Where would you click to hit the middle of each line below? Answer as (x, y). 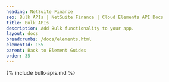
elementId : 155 (25, 45)
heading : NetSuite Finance (40, 12)
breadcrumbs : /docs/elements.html (49, 39)
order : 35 (18, 56)
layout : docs (22, 34)
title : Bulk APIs (28, 23)
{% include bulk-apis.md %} (41, 72)
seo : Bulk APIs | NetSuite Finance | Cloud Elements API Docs (85, 17)
